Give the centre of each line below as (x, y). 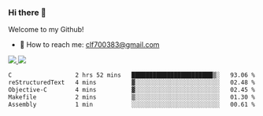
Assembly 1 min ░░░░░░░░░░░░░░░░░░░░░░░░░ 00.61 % (132, 104)
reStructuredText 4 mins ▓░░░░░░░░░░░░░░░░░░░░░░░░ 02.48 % (132, 83)
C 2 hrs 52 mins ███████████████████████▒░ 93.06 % (132, 75)
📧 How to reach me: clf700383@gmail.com (89, 45)
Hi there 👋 (28, 13)
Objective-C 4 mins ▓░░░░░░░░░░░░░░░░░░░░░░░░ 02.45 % (132, 90)
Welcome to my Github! (46, 30)
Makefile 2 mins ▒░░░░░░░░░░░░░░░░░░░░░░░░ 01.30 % (132, 97)
